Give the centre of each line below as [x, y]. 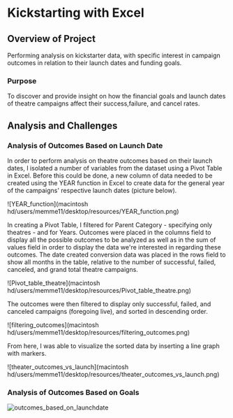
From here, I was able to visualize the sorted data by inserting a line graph [113, 346]
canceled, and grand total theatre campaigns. [73, 269]
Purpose [22, 80]
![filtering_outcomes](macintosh [53, 325]
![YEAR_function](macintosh [48, 203]
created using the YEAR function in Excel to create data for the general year [116, 182]
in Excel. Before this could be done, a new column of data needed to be [110, 175]
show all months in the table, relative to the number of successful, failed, [112, 262]
